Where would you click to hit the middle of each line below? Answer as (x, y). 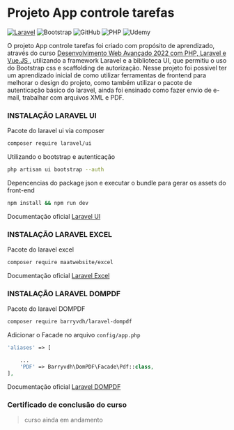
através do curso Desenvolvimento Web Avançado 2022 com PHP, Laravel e (117, 53)
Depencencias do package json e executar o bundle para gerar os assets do (117, 183)
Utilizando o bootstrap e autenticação (61, 157)
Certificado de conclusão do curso (67, 404)
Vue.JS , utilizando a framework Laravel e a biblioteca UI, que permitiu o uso (117, 60)
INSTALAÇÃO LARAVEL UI (52, 115)
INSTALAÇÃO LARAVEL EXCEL (60, 234)
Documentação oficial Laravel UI (54, 216)
